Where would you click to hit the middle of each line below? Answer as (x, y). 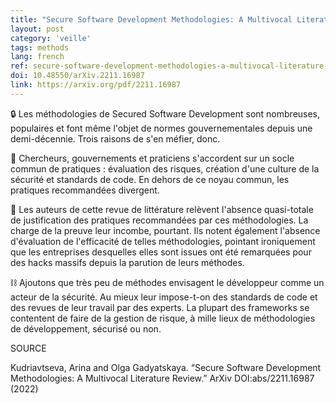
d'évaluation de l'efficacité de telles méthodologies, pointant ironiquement (163, 241)
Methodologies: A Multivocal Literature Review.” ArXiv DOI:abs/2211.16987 (162, 378)
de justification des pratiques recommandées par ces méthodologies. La (159, 220)
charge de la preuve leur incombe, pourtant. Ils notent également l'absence (165, 230)
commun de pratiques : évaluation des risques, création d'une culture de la (165, 168)
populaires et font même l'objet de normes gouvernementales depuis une (161, 128)
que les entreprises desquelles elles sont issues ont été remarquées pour (161, 252)
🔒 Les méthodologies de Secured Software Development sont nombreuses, (165, 113)
